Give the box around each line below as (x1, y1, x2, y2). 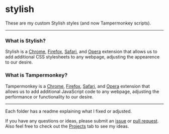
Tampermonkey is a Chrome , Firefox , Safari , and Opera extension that (5, 83, 150, 89)
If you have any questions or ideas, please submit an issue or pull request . (5, 117, 159, 123)
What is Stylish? (5, 37, 46, 44)
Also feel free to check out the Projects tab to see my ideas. (5, 123, 129, 129)
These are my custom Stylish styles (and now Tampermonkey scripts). (5, 20, 151, 26)
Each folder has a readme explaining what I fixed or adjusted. (5, 108, 132, 114)
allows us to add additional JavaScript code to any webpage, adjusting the (5, 88, 159, 94)
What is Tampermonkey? (5, 71, 68, 78)
